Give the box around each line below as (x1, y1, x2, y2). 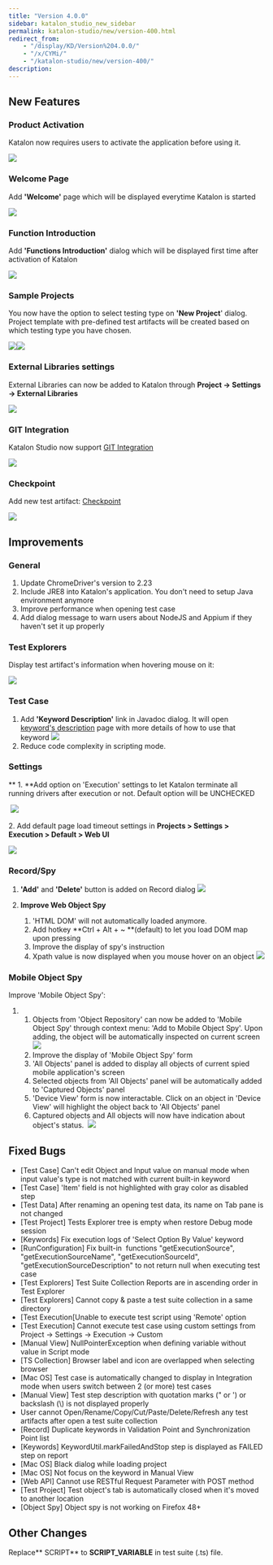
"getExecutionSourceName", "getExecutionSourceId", (19, 1252, 201, 1262)
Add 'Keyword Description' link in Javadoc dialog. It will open (19, 714, 229, 724)
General (8, 559, 41, 571)
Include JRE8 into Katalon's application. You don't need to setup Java (19, 586, 253, 596)
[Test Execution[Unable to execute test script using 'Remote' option (19, 1312, 246, 1322)
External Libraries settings (8, 361, 115, 372)
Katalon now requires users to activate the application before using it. (8, 137, 241, 147)
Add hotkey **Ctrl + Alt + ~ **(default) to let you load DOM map (32, 924, 249, 935)
